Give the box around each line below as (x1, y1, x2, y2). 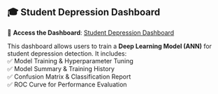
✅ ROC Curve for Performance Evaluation (7, 80, 127, 88)
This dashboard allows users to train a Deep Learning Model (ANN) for (7, 42, 212, 50)
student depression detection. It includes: (7, 49, 127, 58)
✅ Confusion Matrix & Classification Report (7, 72, 131, 81)
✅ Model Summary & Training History (7, 64, 115, 72)
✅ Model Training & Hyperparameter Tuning (7, 56, 134, 65)
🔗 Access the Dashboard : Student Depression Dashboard (7, 28, 175, 37)
